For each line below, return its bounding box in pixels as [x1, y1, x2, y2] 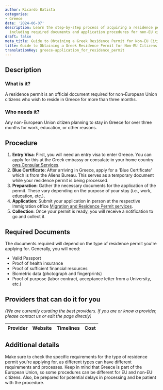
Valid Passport [12, 255, 41, 261]
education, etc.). [12, 193, 45, 199]
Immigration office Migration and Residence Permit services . [12, 203, 133, 209]
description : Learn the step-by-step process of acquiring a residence [5, 25, 153, 30]
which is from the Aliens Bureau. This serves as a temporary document [12, 172, 154, 178]
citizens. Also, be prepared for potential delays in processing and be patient [5, 374, 157, 380]
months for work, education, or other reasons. [5, 125, 97, 131]
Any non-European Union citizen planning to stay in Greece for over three [5, 119, 152, 125]
